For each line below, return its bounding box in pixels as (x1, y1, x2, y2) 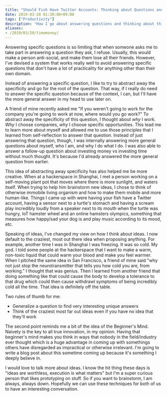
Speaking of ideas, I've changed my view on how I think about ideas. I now (5, 231, 158, 237)
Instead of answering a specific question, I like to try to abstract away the (5, 80, 156, 86)
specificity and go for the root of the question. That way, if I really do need (5, 86, 158, 91)
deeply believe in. (5, 355, 41, 361)
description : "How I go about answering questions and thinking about (5, 21, 155, 26)
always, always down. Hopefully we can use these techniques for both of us (5, 381, 162, 387)
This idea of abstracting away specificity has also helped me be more (5, 168, 148, 174)
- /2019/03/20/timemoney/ (5, 30, 59, 35)
